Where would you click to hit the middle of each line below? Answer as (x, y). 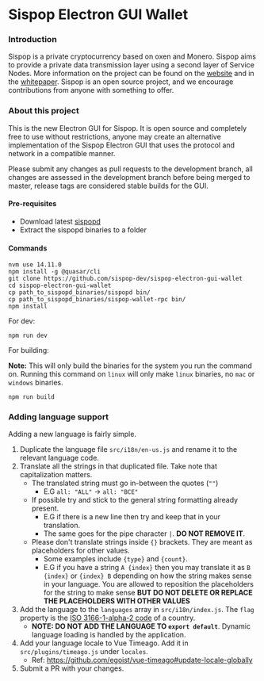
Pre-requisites (33, 204)
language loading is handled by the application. (109, 635)
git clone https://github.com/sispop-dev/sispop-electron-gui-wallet (126, 279)
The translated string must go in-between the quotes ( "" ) (125, 483)
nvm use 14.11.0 (35, 265)
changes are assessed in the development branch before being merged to (129, 177)
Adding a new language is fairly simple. (73, 434)
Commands (28, 248)
